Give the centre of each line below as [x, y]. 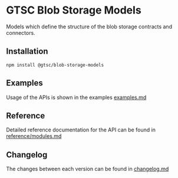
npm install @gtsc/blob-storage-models [55, 65]
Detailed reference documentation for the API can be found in [81, 130]
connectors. [21, 32]
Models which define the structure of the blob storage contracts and [89, 27]
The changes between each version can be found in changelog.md [88, 169]
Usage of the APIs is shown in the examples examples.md [76, 97]
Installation [27, 52]
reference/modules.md [34, 136]
